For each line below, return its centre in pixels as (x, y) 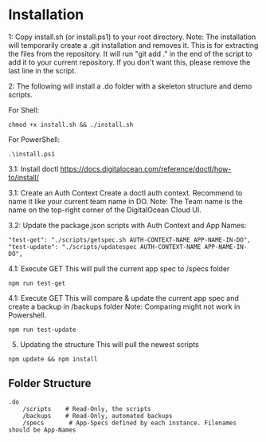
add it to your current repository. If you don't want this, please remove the (129, 62)
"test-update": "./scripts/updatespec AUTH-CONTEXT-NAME (105, 247)
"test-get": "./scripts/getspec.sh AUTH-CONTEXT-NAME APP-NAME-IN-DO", (129, 240)
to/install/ (24, 177)
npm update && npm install (53, 359)
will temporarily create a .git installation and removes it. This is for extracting (133, 45)
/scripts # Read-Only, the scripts (87, 408)
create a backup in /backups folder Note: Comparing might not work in (124, 306)
